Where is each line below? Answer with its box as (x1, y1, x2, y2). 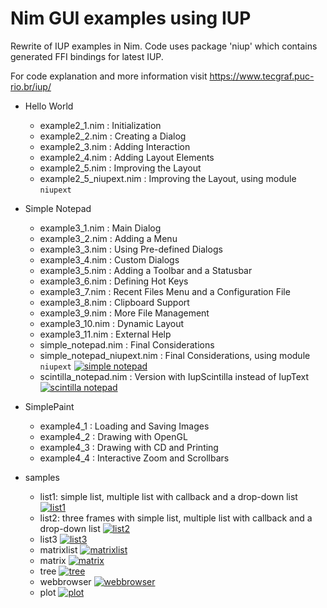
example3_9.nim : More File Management (39, 307, 210, 319)
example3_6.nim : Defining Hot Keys (39, 275, 189, 287)
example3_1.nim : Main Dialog (39, 222, 162, 234)
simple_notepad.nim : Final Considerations (39, 338, 215, 351)
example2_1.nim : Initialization (39, 119, 162, 131)
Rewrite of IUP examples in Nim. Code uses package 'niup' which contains (10, 40, 318, 52)
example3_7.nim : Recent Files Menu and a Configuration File (39, 285, 291, 297)
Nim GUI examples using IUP (10, 7, 252, 30)
